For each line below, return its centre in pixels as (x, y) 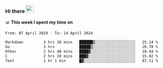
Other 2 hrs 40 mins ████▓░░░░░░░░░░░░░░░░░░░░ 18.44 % (81, 51)
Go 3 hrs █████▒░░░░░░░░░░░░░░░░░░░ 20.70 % (81, 47)
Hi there (15, 11)
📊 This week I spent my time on (39, 22)
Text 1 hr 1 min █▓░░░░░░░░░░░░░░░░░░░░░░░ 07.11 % (81, 61)
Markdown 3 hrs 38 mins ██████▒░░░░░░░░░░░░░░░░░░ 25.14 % (81, 42)
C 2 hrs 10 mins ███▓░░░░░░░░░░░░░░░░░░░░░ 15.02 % (81, 56)
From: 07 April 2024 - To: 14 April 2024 (49, 33)
